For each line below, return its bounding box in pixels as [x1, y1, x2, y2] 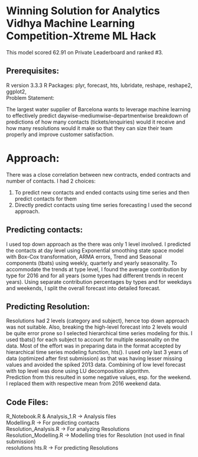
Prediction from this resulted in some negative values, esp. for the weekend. [6, 374, 192, 381]
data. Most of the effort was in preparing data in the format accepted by [6, 342, 181, 349]
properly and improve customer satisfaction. [6, 131, 114, 138]
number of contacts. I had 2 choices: [6, 177, 96, 184]
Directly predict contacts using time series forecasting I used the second [14, 201, 192, 208]
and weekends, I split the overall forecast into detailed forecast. [6, 284, 161, 291]
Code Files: [6, 397, 49, 407]
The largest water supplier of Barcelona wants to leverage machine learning [6, 105, 191, 113]
